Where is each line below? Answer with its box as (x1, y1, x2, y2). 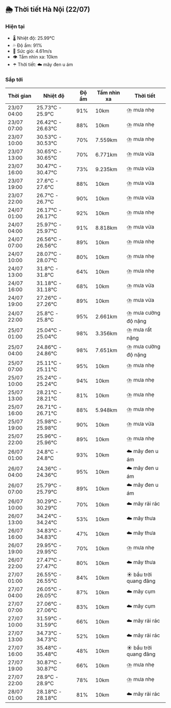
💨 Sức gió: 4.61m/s (12, 48, 52, 54)
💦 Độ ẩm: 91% (12, 42, 42, 48)
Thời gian (8, 92, 32, 99)
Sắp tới (5, 76, 23, 83)
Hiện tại (5, 23, 25, 30)
